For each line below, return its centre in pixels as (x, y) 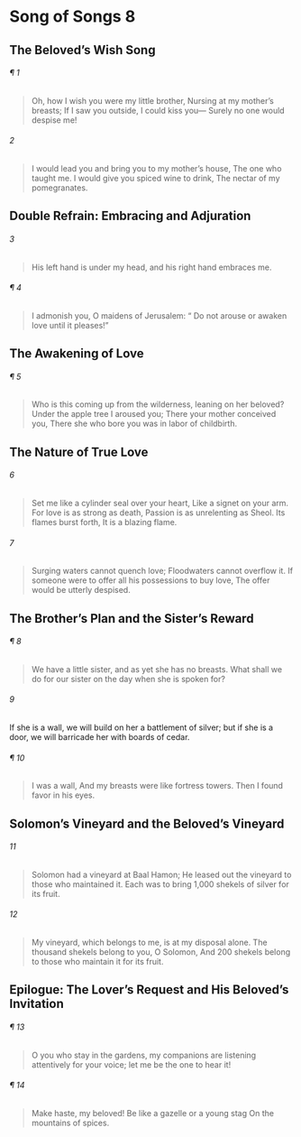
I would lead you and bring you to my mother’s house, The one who (156, 168)
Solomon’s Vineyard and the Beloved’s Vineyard (147, 823)
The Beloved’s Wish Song (82, 50)
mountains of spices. (70, 1123)
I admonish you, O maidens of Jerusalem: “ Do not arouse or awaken (159, 315)
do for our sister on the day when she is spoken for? (128, 679)
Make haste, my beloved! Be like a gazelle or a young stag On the (153, 1113)
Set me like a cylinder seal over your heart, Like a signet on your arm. (160, 503)
